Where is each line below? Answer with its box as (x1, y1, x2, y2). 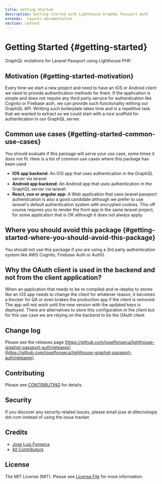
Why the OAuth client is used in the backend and (5, 266, 155, 274)
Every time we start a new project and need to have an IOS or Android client (5, 85, 157, 91)
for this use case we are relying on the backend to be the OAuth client (5, 312, 145, 318)
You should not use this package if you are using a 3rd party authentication (5, 247, 155, 252)
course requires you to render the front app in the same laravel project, (12, 207, 154, 213)
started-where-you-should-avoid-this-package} (5, 233, 156, 242)
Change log (5, 326, 41, 334)
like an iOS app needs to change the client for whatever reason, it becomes (5, 291, 155, 297)
